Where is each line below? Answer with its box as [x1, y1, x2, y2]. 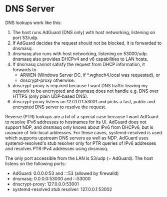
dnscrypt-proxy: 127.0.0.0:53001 [12, 181, 79, 187]
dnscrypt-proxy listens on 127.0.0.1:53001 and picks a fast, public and [12, 98, 155, 104]
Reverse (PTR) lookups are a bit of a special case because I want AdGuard [5, 113, 158, 119]
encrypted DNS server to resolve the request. [12, 104, 106, 110]
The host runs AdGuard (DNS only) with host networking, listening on [12, 29, 155, 35]
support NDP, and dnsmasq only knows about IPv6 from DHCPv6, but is [5, 124, 153, 130]
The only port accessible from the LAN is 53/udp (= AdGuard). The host [5, 155, 153, 161]
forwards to [12, 66, 36, 73]
